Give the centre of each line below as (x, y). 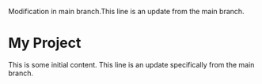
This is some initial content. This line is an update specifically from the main (131, 64)
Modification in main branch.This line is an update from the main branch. (126, 11)
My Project (45, 43)
